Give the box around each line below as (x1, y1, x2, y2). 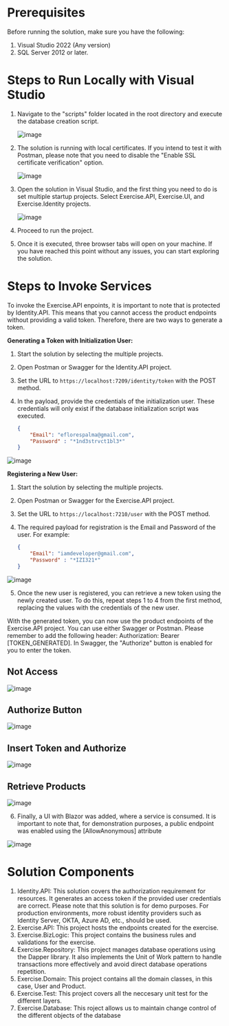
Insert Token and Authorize (7, 742, 127, 754)
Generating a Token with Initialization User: (7, 336, 133, 345)
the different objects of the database (17, 1012, 122, 1019)
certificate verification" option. (17, 158, 105, 167)
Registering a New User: (7, 470, 78, 478)
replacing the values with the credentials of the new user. (17, 603, 180, 612)
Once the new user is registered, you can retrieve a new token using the (17, 588, 221, 597)
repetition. (17, 968, 47, 975)
